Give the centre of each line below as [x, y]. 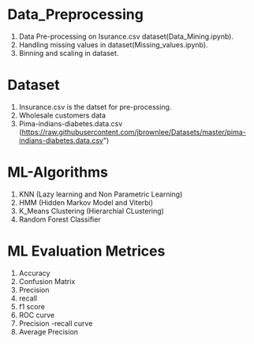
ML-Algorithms [58, 172]
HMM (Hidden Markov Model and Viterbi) [86, 202]
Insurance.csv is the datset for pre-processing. [95, 107]
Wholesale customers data [62, 115]
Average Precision [49, 331]
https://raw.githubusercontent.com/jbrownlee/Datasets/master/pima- [134, 132]
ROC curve [37, 315]
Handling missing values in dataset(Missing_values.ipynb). [113, 44]
